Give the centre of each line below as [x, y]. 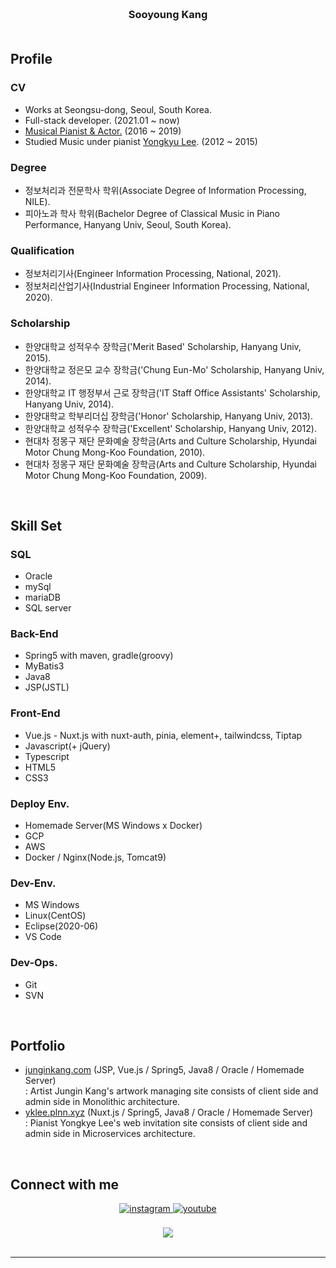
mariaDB [42, 597]
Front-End [35, 713]
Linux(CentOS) [55, 916]
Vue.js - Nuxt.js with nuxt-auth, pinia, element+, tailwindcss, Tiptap [163, 735]
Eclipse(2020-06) [61, 926]
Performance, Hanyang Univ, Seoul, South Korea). [128, 224]
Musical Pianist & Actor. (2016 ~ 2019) [103, 131]
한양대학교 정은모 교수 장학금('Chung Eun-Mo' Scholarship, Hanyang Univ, [174, 369]
